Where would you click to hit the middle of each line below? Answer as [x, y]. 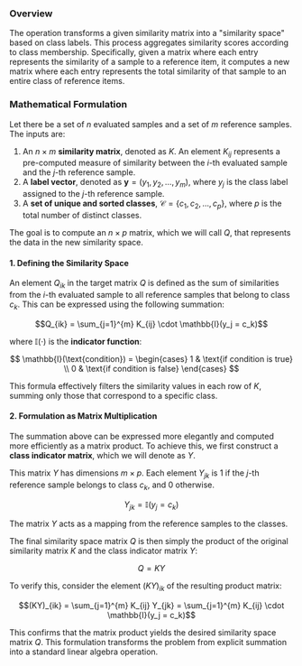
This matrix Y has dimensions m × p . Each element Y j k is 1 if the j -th [134, 474]
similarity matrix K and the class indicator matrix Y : [104, 551]
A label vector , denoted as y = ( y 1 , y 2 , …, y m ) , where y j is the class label [155, 183]
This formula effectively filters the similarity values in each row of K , [135, 385]
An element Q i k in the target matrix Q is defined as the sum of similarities [144, 284]
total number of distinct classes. [82, 215]
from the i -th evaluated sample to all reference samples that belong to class [150, 294]
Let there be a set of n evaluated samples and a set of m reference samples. [151, 124]
